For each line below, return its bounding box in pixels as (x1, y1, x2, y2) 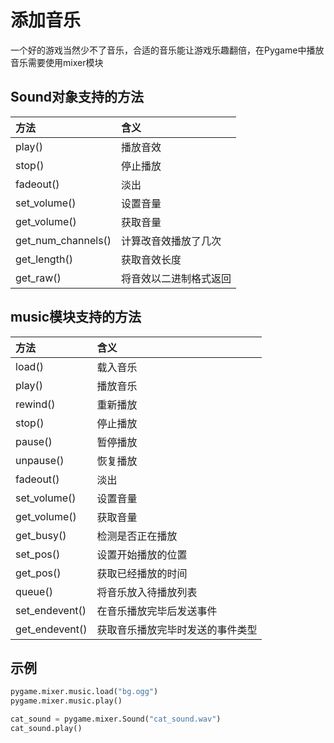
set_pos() (15, 547, 61, 561)
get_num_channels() (15, 233, 112, 247)
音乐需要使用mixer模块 (10, 56, 104, 68)
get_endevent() (15, 622, 88, 636)
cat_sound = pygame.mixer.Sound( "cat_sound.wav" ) (10, 714, 222, 725)
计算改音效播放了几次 (121, 234, 222, 248)
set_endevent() (15, 603, 87, 617)
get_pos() (15, 566, 62, 580)
